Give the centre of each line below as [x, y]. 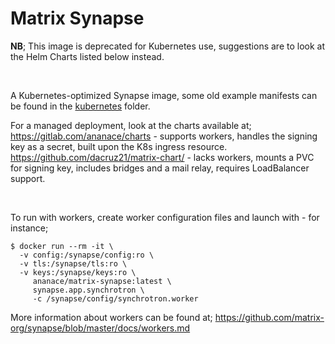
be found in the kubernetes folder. [80, 106]
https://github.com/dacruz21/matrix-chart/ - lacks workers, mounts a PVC [162, 157]
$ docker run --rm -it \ [62, 246]
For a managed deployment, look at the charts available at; [131, 125]
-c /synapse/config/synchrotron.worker [115, 298]
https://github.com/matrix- [269, 317]
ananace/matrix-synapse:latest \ [102, 281]
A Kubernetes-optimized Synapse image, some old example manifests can [164, 95]
